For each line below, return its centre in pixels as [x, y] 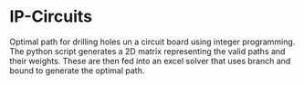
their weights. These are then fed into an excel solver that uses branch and [150, 61]
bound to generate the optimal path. [77, 71]
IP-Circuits [51, 17]
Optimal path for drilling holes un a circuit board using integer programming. [152, 42]
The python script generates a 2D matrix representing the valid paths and [147, 51]
